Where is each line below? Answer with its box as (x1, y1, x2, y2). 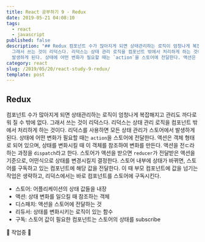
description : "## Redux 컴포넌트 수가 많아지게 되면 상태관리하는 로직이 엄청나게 (6, 43, 190, 50)
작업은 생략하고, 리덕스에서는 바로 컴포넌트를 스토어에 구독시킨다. (6, 172, 162, 180)
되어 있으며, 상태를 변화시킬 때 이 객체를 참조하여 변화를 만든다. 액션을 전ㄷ (12, 142, 190, 149)
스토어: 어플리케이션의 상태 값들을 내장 (15, 185, 107, 193)
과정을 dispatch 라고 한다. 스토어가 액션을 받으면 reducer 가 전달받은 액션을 (17, 149, 195, 156)
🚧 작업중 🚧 (6, 229, 32, 236)
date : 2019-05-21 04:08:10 (6, 15, 75, 21)
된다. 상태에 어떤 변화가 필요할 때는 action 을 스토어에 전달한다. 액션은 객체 (6, 134, 184, 141)
